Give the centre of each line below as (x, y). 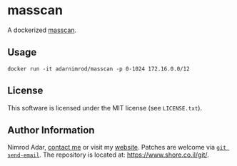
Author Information (51, 130)
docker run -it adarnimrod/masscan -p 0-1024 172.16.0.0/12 (99, 69)
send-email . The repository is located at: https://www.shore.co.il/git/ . (108, 155)
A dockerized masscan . (42, 30)
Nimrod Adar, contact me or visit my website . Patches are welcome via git (117, 147)
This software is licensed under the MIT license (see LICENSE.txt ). (105, 108)
